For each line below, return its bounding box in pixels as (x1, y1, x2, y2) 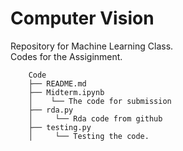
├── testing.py (28, 122, 92, 132)
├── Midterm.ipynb (28, 87, 105, 97)
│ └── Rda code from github (28, 113, 163, 124)
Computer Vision (10, 7, 155, 30)
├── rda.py (28, 105, 74, 115)
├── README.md (28, 78, 87, 89)
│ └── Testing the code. (28, 131, 150, 141)
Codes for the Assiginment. (10, 50, 123, 62)
